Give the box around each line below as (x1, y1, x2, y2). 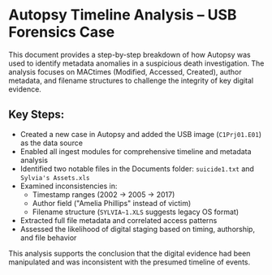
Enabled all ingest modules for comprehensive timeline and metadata (19, 146, 252, 156)
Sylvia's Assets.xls (19, 174, 90, 182)
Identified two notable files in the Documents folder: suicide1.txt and (19, 164, 254, 174)
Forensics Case (8, 23, 115, 41)
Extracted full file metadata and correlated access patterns (19, 215, 218, 225)
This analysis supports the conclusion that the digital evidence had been (8, 248, 251, 258)
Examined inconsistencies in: (19, 181, 118, 191)
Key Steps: (8, 108, 65, 122)
